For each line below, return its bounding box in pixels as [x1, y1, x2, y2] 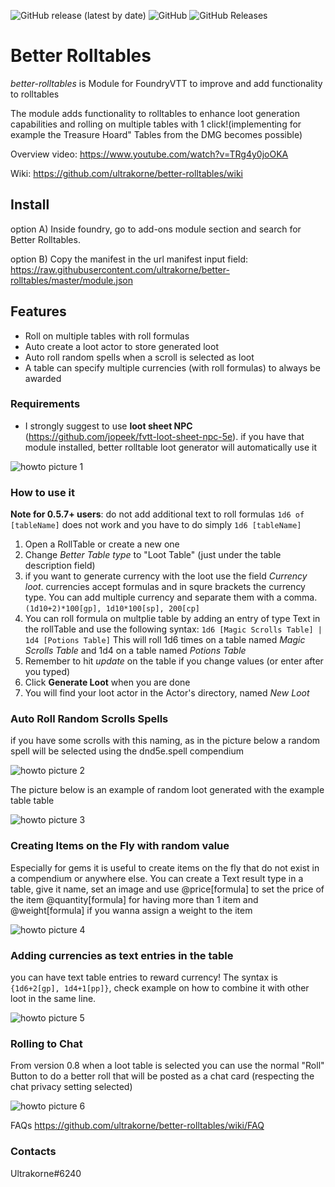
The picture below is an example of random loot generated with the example [10, 784, 325, 796]
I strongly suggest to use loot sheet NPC [24, 420, 193, 432]
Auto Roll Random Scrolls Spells [10, 712, 169, 726]
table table [10, 795, 55, 807]
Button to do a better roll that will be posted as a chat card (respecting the [10, 1070, 315, 1082]
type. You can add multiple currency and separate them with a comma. [24, 591, 318, 604]
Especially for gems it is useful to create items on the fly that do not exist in [10, 861, 320, 874]
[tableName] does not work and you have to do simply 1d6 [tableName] [10, 519, 302, 531]
